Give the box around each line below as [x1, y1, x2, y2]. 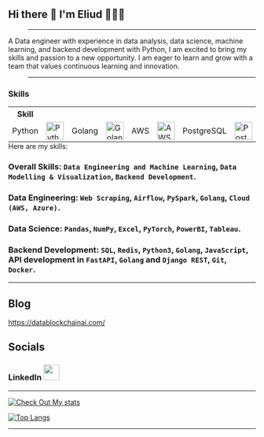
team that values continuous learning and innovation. [8, 61, 180, 71]
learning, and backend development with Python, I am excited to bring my [8, 44, 247, 54]
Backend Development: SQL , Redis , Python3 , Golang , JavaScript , [8, 244, 249, 255]
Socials [8, 340, 46, 354]
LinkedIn [8, 372, 42, 383]
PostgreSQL [182, 125, 227, 136]
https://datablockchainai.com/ [8, 317, 105, 327]
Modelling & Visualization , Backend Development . [8, 171, 196, 182]
